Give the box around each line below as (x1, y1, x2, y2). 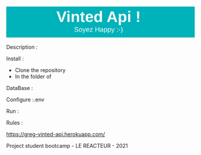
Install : (6, 55, 24, 63)
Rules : (6, 119, 23, 126)
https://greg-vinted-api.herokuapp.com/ (6, 131, 105, 138)
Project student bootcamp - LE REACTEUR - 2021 (6, 142, 129, 150)
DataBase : (6, 85, 33, 92)
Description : (6, 44, 38, 51)
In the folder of (14, 73, 52, 80)
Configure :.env (6, 96, 45, 103)
